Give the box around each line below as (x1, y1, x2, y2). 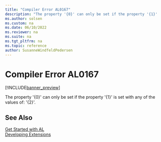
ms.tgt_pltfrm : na (5, 39, 42, 44)
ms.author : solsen (5, 16, 42, 21)
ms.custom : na (5, 20, 34, 26)
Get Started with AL (5, 126, 45, 132)
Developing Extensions (5, 132, 51, 138)
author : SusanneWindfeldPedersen (5, 48, 73, 53)
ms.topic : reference (5, 43, 47, 48)
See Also (5, 113, 33, 122)
